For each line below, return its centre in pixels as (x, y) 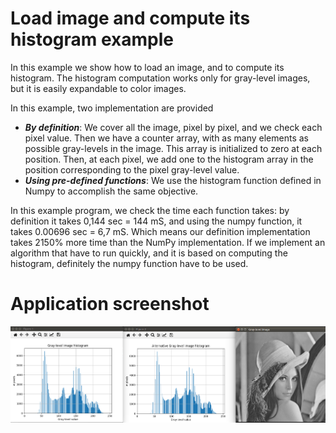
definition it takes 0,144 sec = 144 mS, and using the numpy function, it (156, 221)
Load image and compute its (130, 18)
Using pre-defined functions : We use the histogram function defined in (173, 180)
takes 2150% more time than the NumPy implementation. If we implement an (168, 242)
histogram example (92, 39)
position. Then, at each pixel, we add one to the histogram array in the (169, 159)
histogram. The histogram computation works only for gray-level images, (160, 78)
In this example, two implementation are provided (112, 108)
